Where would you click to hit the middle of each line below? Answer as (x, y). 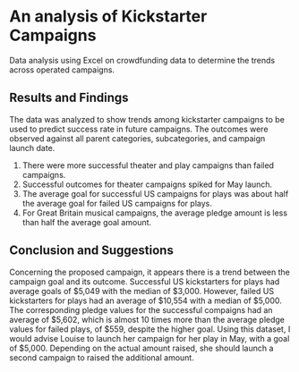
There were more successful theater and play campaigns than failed (148, 165)
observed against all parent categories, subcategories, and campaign (137, 138)
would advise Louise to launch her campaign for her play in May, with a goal (149, 338)
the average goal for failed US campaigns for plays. (117, 203)
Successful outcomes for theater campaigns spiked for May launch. (147, 184)
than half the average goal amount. (87, 222)
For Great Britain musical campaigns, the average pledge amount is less (155, 213)
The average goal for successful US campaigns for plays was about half (155, 193)
